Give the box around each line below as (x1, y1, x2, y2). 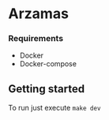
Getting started (8, 82, 85, 96)
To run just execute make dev (8, 103, 101, 113)
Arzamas (8, 5, 70, 23)
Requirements (8, 33, 64, 44)
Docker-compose (19, 59, 77, 69)
